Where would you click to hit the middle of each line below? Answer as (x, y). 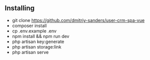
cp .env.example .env (34, 31)
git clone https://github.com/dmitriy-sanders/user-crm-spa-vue (78, 20)
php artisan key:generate (38, 41)
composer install (29, 25)
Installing (20, 8)
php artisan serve (30, 52)
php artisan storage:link (37, 46)
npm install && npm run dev (41, 36)
